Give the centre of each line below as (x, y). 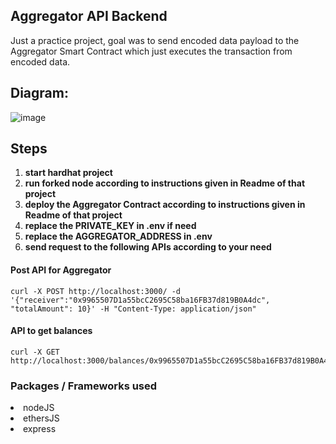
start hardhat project (68, 173)
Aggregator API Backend (89, 16)
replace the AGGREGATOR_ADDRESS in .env (118, 236)
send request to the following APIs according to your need (148, 247)
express (40, 429)
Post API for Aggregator (61, 270)
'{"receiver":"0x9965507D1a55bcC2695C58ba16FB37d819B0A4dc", (140, 300)
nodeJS (39, 408)
